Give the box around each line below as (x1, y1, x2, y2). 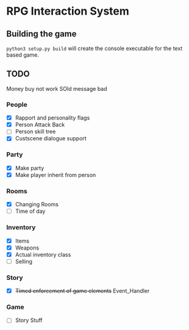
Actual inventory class (15, 251, 71, 258)
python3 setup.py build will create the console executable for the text (6, 45, 183, 52)
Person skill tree (15, 128, 56, 135)
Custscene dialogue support (15, 135, 87, 142)
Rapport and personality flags (15, 114, 90, 121)
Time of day (15, 207, 46, 215)
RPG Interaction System (6, 4, 130, 18)
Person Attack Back (15, 121, 65, 129)
